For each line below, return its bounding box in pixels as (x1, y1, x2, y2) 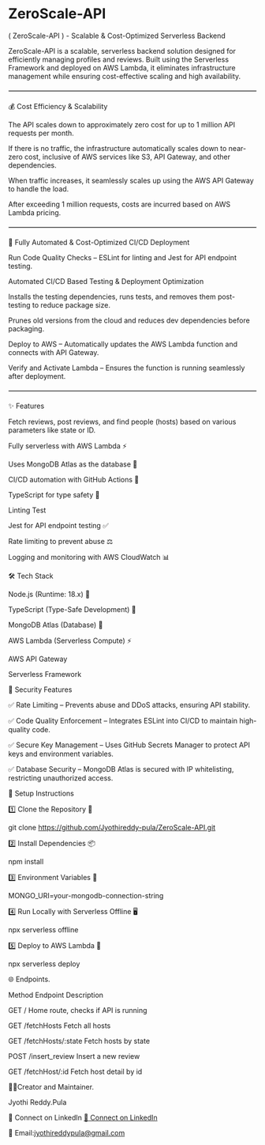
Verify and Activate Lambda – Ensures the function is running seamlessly (8, 363, 245, 372)
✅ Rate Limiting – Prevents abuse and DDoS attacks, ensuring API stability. (8, 700, 251, 709)
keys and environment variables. (8, 749, 114, 758)
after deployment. (8, 371, 66, 380)
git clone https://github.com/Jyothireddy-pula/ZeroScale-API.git (8, 822, 216, 832)
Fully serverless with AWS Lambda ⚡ (8, 440, 128, 451)
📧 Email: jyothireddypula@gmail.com (8, 1128, 125, 1137)
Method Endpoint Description (8, 990, 104, 1000)
